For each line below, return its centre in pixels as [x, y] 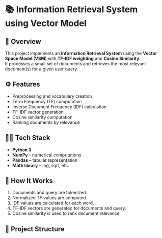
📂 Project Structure [35, 229]
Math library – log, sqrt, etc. [41, 165]
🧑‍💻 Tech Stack [28, 138]
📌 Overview [23, 42]
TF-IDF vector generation [38, 112]
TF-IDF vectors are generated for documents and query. [69, 208]
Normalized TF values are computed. [50, 198]
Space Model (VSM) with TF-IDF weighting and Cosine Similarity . [73, 59]
